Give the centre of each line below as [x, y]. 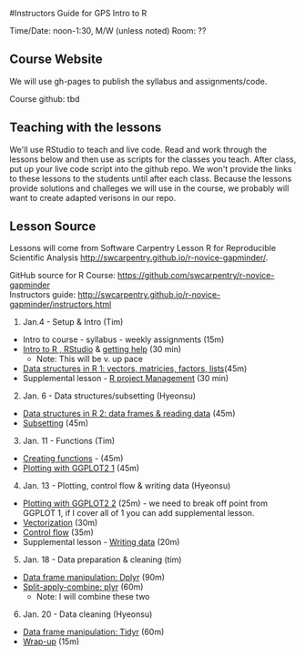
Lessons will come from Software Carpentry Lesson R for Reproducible [142, 248]
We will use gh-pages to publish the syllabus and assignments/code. [138, 81]
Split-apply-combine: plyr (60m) [83, 587]
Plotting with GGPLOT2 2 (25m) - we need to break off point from [145, 503]
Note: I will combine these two [93, 597]
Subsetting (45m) [56, 423]
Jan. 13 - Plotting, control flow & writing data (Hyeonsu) [127, 486]
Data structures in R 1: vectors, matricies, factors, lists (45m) [135, 368]
